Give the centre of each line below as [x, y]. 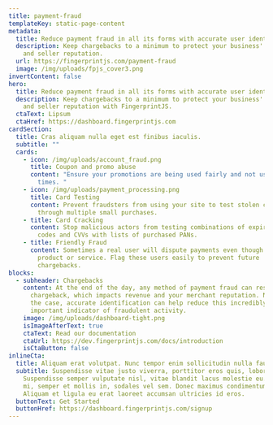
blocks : [22, 273]
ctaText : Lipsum [43, 115]
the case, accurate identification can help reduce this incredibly [148, 303]
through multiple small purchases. [98, 212]
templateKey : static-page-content [67, 24]
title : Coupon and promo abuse [83, 167]
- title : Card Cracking [63, 220]
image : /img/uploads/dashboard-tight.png [94, 318]
